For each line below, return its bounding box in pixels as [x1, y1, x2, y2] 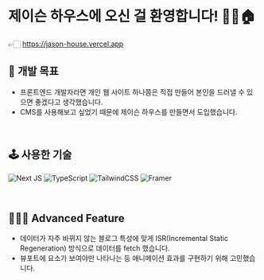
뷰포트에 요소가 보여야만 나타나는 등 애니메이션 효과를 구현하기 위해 [19, 254, 228, 263]
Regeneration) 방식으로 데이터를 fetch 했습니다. [19, 243, 170, 253]
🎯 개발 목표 [8, 64, 60, 78]
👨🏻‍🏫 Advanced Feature [8, 212, 125, 225]
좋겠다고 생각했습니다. [34, 97, 103, 107]
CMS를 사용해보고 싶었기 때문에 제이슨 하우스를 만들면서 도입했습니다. [19, 107, 238, 116]
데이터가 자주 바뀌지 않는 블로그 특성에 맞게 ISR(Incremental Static [19, 234, 229, 243]
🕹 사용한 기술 [8, 148, 72, 161]
